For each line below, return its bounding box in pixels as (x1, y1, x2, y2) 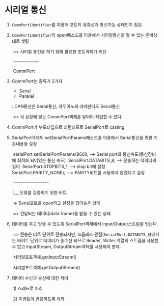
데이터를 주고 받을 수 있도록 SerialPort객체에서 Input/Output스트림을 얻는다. (11, 221, 158, 226)
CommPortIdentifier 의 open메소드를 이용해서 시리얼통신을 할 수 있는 (11, 32, 144, 38)
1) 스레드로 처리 (13, 285, 43, 291)
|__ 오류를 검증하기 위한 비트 (13, 190, 67, 195)
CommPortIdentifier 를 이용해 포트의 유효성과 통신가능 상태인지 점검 (11, 22, 142, 28)
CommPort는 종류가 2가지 (11, 78, 62, 84)
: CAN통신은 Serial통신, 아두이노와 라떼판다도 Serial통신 (11, 103, 120, 109)
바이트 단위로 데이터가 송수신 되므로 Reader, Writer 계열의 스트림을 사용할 (17, 237, 159, 243)
